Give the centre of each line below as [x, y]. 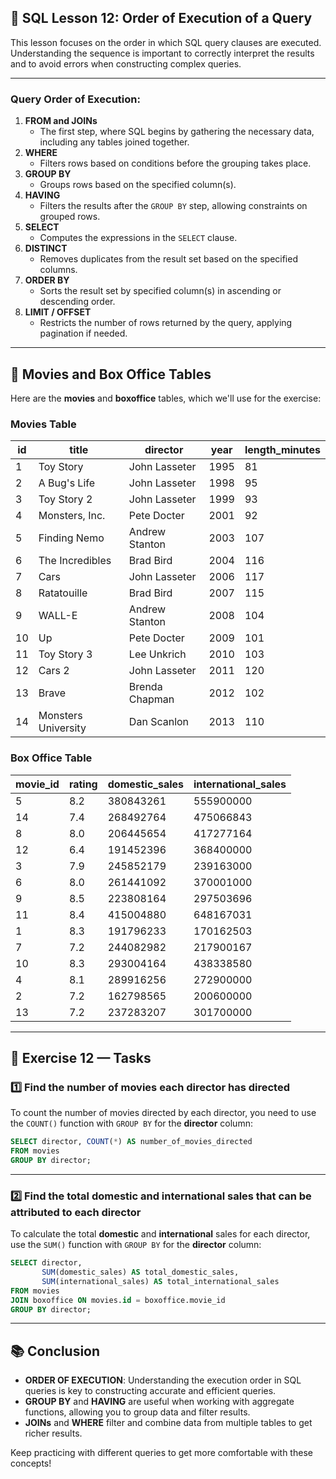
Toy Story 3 [65, 654]
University [62, 728]
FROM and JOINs [61, 121]
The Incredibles [75, 561]
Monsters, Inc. [72, 516]
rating [83, 784]
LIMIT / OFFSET [58, 312]
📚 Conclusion [55, 1351]
